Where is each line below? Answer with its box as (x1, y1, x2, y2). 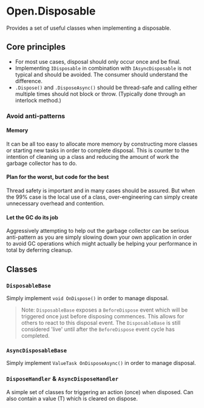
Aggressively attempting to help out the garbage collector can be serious (6, 227, 189, 235)
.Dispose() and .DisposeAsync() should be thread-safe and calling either (15, 84, 197, 91)
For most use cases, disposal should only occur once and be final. (15, 58, 181, 65)
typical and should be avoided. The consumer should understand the (15, 71, 188, 78)
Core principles (6, 42, 66, 52)
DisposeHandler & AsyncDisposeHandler (6, 375, 119, 383)
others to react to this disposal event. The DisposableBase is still (21, 319, 181, 326)
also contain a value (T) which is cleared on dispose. (6, 395, 138, 402)
